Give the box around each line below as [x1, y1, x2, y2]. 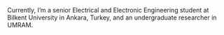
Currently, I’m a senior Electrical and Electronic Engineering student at [7, 6, 209, 14]
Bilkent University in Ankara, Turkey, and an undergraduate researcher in [7, 13, 217, 22]
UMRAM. [7, 21, 34, 29]
